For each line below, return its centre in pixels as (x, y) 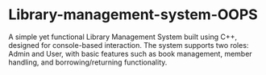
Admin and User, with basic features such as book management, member (130, 53)
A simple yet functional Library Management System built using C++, (123, 37)
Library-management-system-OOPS (133, 15)
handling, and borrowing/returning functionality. (88, 62)
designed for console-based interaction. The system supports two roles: (129, 45)
